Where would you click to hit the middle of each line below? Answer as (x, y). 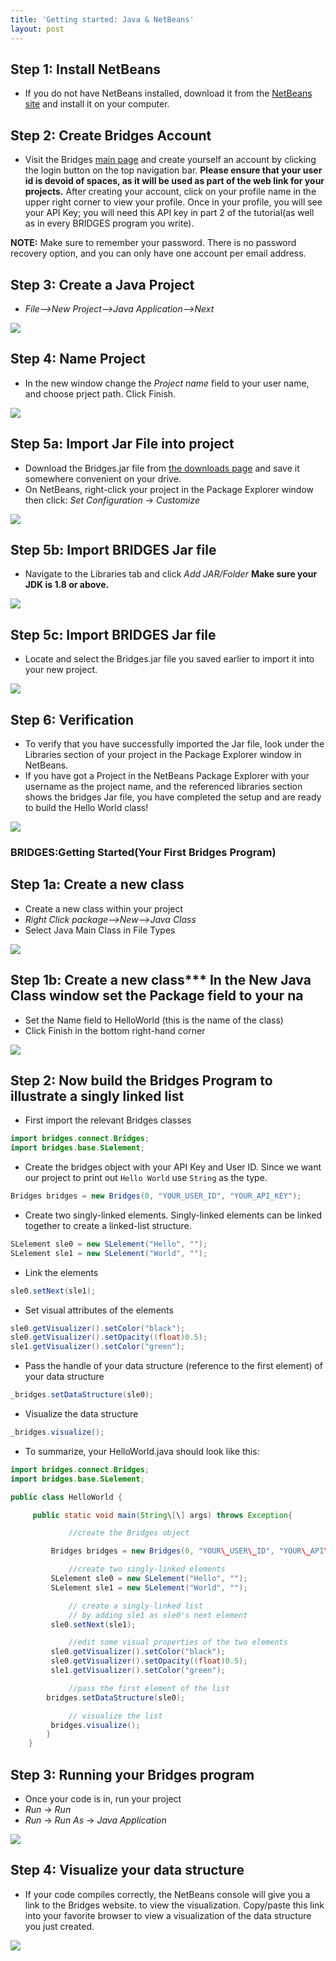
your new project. (61, 670)
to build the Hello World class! (86, 807)
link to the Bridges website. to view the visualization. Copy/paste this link (174, 1905)
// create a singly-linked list (135, 1606)
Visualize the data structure (81, 1414)
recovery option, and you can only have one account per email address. (158, 253)
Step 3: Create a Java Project (102, 284)
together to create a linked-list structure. (108, 1225)
